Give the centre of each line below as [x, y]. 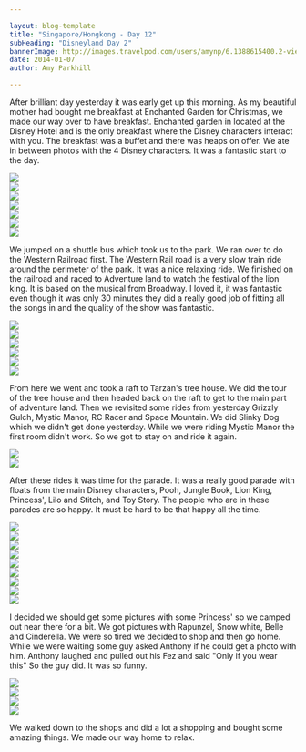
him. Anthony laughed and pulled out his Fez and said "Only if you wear [143, 656]
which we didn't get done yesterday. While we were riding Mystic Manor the [152, 427]
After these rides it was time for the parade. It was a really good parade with [152, 480]
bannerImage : [34, 51]
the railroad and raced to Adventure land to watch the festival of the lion [144, 278]
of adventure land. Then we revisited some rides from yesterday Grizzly [144, 407]
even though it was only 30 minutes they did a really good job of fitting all [147, 298]
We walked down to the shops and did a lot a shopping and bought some [146, 727]
